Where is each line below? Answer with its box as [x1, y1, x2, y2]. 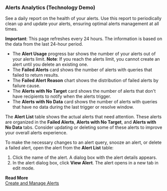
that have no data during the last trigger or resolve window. [12, 104, 134, 110]
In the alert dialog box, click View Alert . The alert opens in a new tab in [12, 160, 159, 166]
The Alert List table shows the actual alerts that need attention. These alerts [5, 114, 162, 120]
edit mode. [12, 165, 35, 171]
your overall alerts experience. [5, 130, 68, 136]
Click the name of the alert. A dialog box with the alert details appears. [12, 154, 157, 160]
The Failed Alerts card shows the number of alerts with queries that [12, 67, 153, 73]
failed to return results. [12, 72, 59, 78]
